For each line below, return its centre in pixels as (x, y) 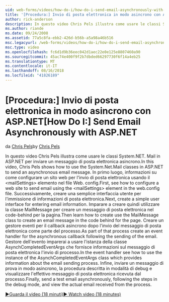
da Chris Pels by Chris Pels (33, 146)
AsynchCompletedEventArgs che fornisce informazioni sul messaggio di (80, 247)
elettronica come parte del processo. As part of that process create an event (84, 231)
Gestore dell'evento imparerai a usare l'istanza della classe (66, 242)
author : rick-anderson (29, 19)
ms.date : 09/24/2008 (27, 33)
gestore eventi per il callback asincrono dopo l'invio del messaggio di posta (83, 225)
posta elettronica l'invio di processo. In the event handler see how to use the (84, 252)
